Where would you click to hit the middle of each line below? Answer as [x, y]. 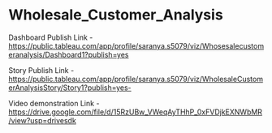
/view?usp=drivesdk [43, 120]
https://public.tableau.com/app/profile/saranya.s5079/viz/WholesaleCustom [136, 79]
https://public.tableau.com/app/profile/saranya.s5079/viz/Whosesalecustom [136, 45]
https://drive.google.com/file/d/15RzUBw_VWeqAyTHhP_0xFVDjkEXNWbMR [135, 112]
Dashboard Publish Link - [51, 37]
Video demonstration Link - [54, 103]
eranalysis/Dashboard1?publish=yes [69, 54]
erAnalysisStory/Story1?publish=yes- [70, 88]
